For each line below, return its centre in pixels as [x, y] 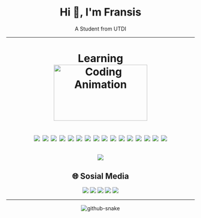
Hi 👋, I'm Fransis [100, 12]
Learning [100, 59]
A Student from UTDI [100, 29]
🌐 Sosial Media [100, 176]
